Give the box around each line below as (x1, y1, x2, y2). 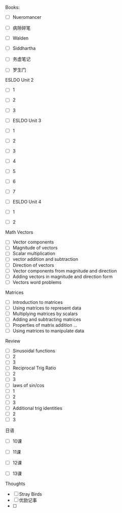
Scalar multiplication (12, 251, 56, 257)
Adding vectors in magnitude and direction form (12, 273, 113, 280)
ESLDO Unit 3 (12, 117, 42, 123)
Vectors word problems (12, 279, 62, 285)
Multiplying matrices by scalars (12, 311, 78, 317)
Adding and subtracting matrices (12, 316, 82, 322)
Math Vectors (5, 229, 33, 235)
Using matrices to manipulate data (12, 328, 85, 334)
